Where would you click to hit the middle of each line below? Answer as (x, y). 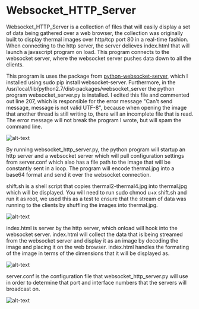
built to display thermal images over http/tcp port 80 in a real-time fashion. (97, 39)
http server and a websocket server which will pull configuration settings (95, 155)
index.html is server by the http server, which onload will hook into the (92, 228)
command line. (24, 126)
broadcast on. (23, 289)
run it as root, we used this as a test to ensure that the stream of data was (96, 199)
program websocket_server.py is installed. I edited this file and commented (98, 95)
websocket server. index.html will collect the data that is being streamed (94, 234)
